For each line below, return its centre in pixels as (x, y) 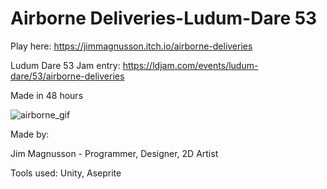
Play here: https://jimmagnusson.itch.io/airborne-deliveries (131, 46)
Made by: (30, 134)
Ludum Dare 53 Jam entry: (65, 65)
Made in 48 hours (47, 95)
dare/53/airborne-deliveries (67, 76)
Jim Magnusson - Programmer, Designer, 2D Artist (114, 153)
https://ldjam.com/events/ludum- (190, 65)
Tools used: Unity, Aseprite (66, 173)
